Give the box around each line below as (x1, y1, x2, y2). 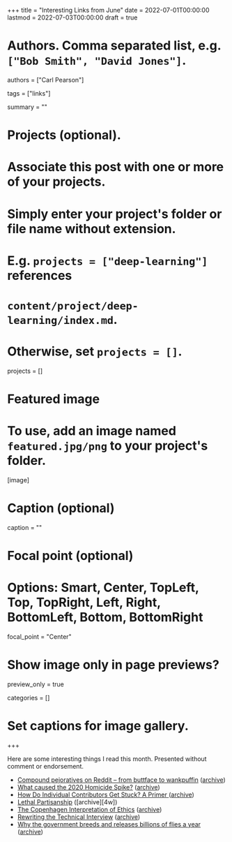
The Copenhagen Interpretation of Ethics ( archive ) (17, 805, 162, 813)
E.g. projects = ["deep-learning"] (7, 253, 208, 268)
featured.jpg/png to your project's (7, 438, 208, 454)
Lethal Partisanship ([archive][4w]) (17, 797, 118, 806)
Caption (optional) (7, 501, 115, 516)
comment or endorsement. (7, 762, 84, 770)
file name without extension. (7, 221, 176, 237)
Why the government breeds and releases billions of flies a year (17, 820, 201, 828)
